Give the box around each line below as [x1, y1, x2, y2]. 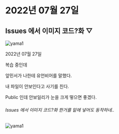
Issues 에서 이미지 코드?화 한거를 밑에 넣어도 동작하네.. [5, 106, 114, 113]
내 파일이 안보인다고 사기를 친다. [5, 84, 70, 89]
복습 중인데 [5, 62, 27, 68]
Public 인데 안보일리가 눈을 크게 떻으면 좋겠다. [5, 94, 97, 100]
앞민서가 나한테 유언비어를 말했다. [5, 72, 72, 78]
